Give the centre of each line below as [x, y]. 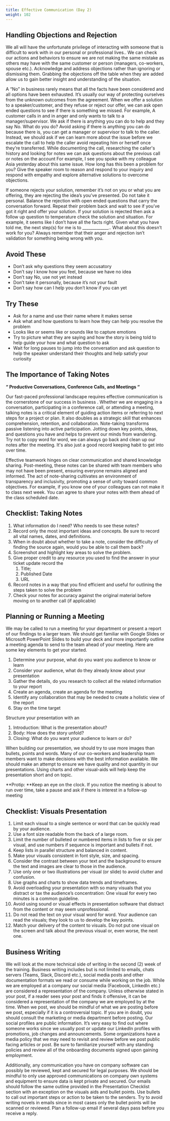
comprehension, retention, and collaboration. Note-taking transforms [77, 423]
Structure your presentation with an [43, 718]
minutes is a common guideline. [46, 898]
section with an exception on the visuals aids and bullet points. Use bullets [83, 1092]
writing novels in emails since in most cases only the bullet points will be [81, 1103]
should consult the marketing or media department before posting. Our [79, 1018]
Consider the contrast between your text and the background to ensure [87, 861]
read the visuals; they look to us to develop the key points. [73, 920]
